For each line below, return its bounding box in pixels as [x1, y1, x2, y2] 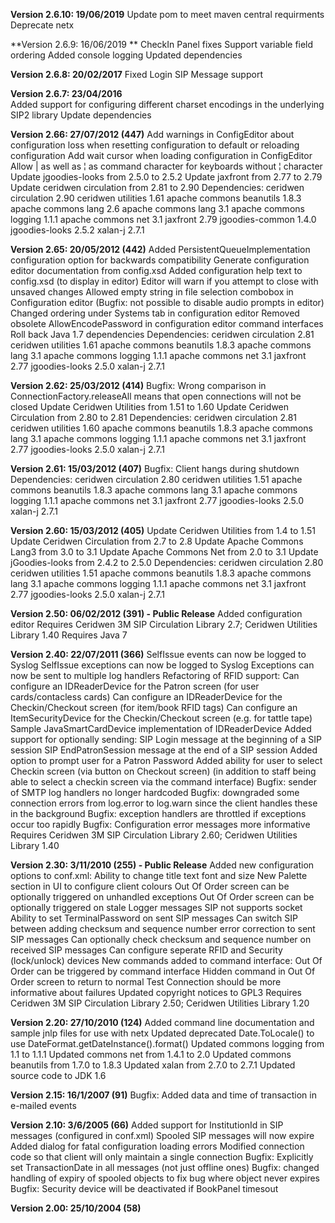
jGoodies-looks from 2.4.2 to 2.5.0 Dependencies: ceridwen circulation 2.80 [10, 557, 324, 568]
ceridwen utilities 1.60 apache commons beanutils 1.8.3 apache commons [10, 422, 313, 434]
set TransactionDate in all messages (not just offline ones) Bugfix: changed [10, 1162, 320, 1173]
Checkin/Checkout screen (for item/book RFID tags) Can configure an [10, 702, 298, 713]
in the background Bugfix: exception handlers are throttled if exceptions [10, 808, 307, 819]
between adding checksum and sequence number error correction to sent [10, 923, 316, 934]
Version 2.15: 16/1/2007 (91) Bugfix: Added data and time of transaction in [10, 1089, 317, 1101]
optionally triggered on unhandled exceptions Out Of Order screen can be [10, 891, 315, 903]
